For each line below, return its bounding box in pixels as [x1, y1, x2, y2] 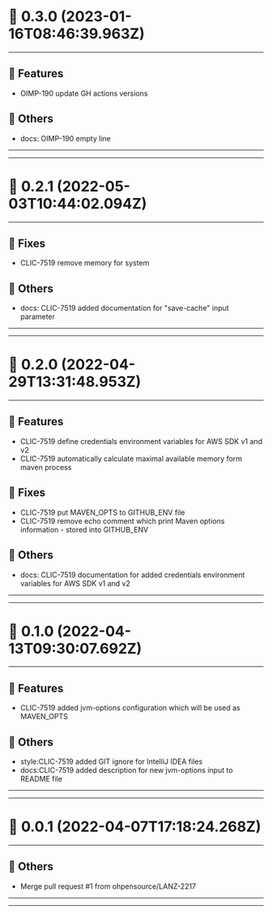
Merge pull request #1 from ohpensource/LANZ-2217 [19, 881, 197, 891]
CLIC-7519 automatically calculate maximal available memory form [19, 454, 243, 463]
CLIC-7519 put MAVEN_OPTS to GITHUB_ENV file [19, 507, 185, 517]
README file [19, 774, 63, 784]
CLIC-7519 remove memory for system [19, 258, 150, 268]
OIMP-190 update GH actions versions [19, 88, 148, 98]
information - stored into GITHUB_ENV [19, 524, 149, 534]
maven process [19, 462, 72, 472]
